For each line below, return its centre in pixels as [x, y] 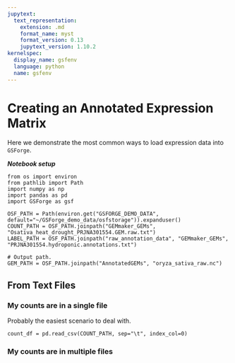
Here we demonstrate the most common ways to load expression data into [116, 143]
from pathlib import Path [45, 183]
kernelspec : [25, 54]
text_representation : [46, 21]
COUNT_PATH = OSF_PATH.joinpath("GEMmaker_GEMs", [82, 226]
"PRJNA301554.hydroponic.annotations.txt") [72, 245]
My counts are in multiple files [60, 352]
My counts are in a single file [58, 305]
